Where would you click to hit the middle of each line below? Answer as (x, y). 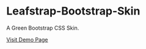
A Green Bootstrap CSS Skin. (43, 28)
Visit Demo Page (27, 39)
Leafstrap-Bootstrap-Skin (73, 11)
